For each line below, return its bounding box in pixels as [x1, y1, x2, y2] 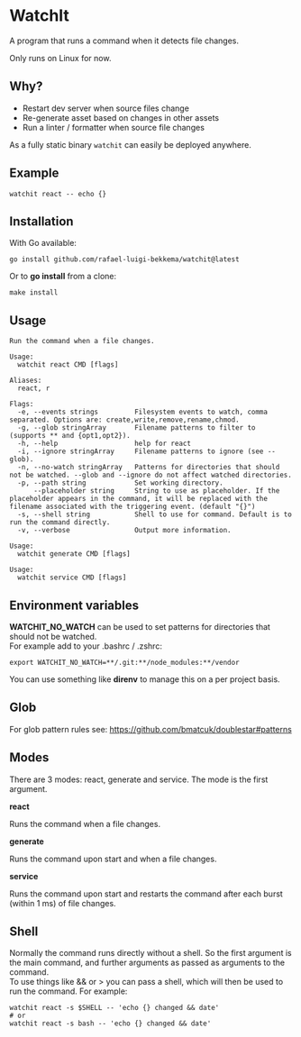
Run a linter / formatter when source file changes [22, 122, 205, 132]
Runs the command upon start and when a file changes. [9, 853, 217, 864]
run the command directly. [9, 518, 111, 527]
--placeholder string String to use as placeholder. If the [32, 487, 280, 496]
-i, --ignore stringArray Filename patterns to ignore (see [17, 447, 264, 456]
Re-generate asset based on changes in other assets [22, 112, 219, 123]
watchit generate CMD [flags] [17, 550, 131, 559]
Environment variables [9, 597, 140, 613]
